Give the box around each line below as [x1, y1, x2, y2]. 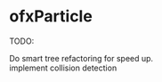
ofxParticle [9, 6, 93, 27]
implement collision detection [9, 62, 117, 73]
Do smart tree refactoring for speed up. [9, 53, 154, 63]
